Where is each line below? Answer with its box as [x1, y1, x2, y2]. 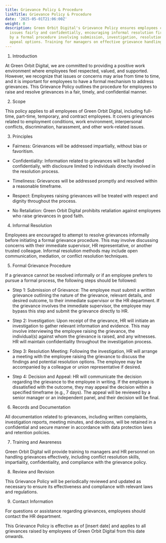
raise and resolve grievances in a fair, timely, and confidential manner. [5, 89, 147, 94]
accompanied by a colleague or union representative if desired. [12, 364, 142, 370]
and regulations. [5, 489, 39, 495]
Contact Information [12, 498, 53, 504]
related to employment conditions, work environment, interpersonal [5, 118, 142, 124]
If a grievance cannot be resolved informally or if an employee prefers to [5, 272, 153, 278]
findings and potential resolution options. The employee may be [12, 359, 142, 364]
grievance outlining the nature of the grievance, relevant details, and [12, 292, 152, 298]
